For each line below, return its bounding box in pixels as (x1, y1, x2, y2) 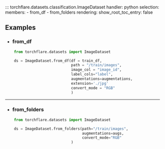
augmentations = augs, (82, 131, 124, 136)
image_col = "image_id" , (71, 67, 122, 73)
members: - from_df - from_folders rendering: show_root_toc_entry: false (5, 9, 153, 15)
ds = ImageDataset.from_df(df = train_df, (14, 58, 102, 63)
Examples (5, 24, 36, 32)
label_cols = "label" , (71, 72, 113, 77)
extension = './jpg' (71, 81, 109, 86)
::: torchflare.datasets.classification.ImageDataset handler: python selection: (5, 4, 160, 10)
